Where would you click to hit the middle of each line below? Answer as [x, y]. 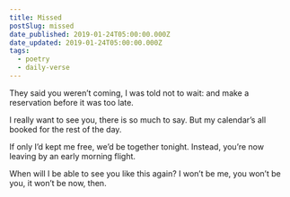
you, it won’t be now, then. [58, 183]
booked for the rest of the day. [66, 129]
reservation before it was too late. [72, 102]
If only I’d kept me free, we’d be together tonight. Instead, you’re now [137, 146]
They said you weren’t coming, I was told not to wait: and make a [129, 93]
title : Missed [36, 17]
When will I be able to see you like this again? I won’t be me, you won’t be [145, 173]
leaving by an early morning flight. [73, 156]
